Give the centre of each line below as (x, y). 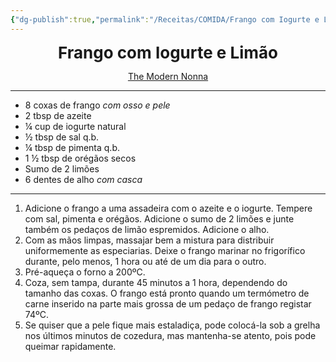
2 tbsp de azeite (58, 115)
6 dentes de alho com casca (83, 179)
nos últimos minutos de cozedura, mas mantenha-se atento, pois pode (170, 335)
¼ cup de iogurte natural (75, 126)
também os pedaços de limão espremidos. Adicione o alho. (147, 229)
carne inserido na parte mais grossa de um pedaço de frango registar (168, 303)
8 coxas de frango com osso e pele (97, 105)
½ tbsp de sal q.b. (62, 137)
